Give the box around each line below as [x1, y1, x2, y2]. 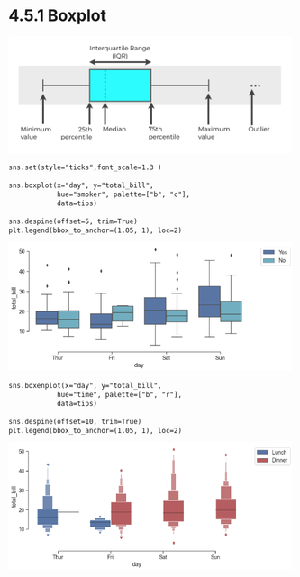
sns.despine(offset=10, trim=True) [8, 418, 142, 427]
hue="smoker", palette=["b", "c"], [56, 190, 191, 199]
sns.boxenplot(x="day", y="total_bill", [8, 382, 163, 391]
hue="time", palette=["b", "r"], [56, 391, 182, 400]
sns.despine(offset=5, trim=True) [8, 217, 139, 226]
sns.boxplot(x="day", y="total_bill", [8, 181, 154, 190]
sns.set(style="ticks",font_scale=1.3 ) [8, 163, 163, 172]
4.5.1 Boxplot [8, 5, 107, 26]
